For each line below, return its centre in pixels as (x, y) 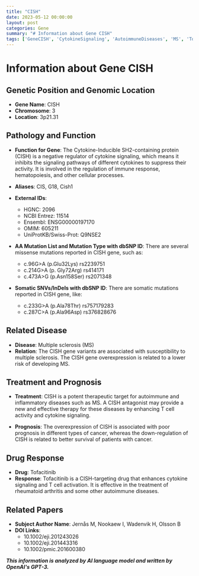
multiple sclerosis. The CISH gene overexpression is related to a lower (100, 357)
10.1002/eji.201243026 (51, 537)
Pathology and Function (51, 136)
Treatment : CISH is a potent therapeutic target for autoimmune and (97, 397)
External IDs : (31, 198)
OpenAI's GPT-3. (28, 567)
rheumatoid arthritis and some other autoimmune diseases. (87, 491)
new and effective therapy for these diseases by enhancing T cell (94, 409)
